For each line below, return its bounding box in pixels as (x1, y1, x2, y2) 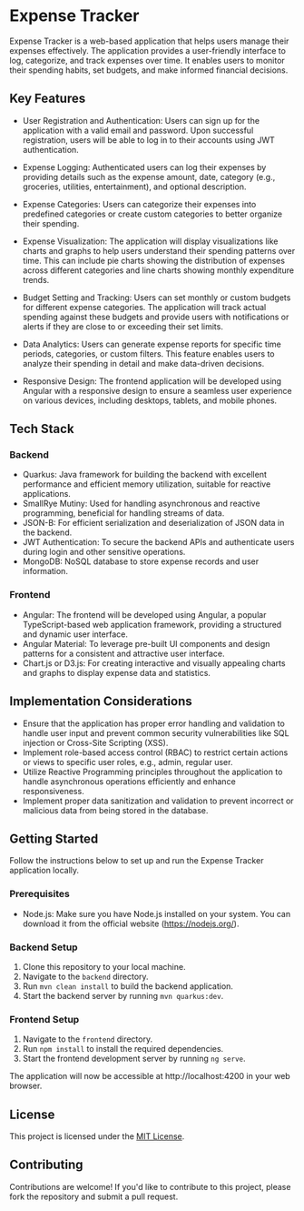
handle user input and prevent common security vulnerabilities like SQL (22, 727, 289, 738)
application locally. (9, 865, 80, 876)
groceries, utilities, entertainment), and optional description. (22, 181, 247, 192)
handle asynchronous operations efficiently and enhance (22, 775, 236, 787)
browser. (9, 1080, 43, 1092)
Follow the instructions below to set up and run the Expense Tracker (9, 855, 264, 866)
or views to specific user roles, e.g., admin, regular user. (22, 756, 233, 767)
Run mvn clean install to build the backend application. (22, 980, 234, 992)
